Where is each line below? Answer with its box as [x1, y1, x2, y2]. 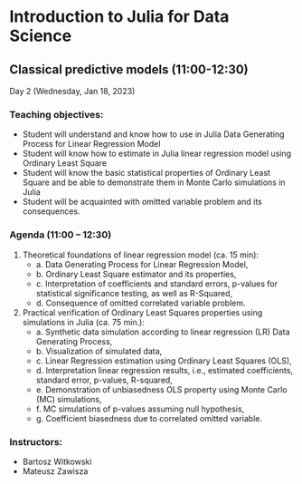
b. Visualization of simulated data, [35, 345, 163, 356]
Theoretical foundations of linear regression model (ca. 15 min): [22, 249, 260, 260]
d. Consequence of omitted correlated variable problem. [35, 297, 246, 308]
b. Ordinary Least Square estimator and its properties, [35, 268, 237, 279]
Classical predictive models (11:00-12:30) [9, 62, 249, 77]
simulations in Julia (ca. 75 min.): [22, 316, 145, 327]
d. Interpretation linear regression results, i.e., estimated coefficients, [35, 364, 294, 375]
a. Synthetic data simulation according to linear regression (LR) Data [35, 326, 291, 337]
